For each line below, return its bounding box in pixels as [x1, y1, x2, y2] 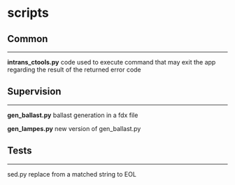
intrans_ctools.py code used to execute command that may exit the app [7, 58, 216, 66]
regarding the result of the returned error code [7, 65, 141, 74]
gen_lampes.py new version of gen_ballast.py [7, 124, 141, 132]
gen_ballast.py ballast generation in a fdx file [7, 111, 138, 119]
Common [7, 33, 48, 45]
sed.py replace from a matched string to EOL [7, 170, 136, 178]
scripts [7, 5, 49, 21]
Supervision [7, 85, 62, 97]
